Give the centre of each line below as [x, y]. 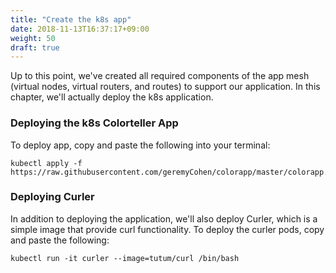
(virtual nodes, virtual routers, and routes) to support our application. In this [165, 87]
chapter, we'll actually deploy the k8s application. [112, 97]
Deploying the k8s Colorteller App [94, 123]
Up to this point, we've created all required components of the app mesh [160, 76]
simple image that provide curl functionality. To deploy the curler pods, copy [167, 229]
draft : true [35, 47]
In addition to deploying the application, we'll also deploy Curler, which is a [164, 218]
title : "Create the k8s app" [71, 19]
